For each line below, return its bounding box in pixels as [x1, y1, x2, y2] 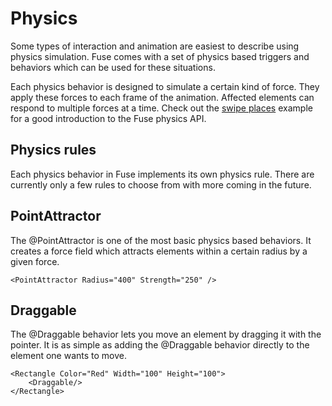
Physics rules [10, 142, 97, 159]
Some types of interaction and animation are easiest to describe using [10, 40, 300, 52]
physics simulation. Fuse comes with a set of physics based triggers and [10, 50, 310, 62]
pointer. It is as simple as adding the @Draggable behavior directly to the [10, 339, 310, 351]
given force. [10, 255, 60, 267]
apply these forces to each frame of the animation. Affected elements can [10, 91, 315, 103]
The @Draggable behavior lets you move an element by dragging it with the [10, 328, 322, 341]
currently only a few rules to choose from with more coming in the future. [10, 178, 312, 191]
